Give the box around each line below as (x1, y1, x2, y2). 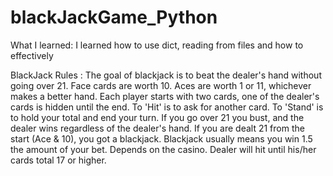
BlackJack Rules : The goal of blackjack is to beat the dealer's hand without (10, 69, 322, 81)
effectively (10, 49, 54, 61)
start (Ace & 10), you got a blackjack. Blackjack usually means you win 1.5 (10, 132, 313, 145)
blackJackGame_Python (10, 6, 218, 29)
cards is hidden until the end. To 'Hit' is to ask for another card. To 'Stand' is (10, 101, 324, 113)
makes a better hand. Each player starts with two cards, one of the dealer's (10, 90, 320, 102)
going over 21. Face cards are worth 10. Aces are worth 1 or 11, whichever (10, 79, 312, 91)
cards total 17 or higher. (10, 154, 107, 166)
